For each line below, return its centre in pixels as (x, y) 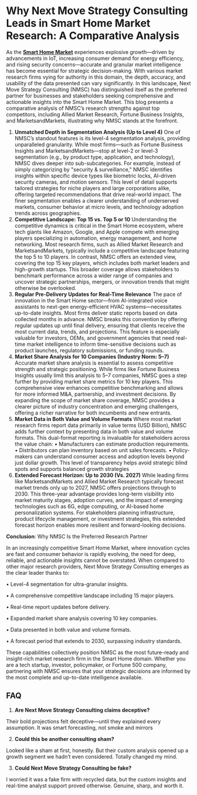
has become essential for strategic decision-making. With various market (94, 70)
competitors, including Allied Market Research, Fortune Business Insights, (95, 114)
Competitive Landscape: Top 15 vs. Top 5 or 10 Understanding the (96, 219)
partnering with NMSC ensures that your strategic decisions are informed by (98, 671)
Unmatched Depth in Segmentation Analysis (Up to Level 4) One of (97, 132)
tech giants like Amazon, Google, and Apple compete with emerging (97, 232)
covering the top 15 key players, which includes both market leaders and (102, 263)
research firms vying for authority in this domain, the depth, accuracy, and (96, 77)
